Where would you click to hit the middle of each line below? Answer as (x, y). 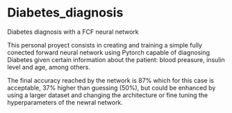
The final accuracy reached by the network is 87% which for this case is (110, 80)
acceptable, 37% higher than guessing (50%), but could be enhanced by (111, 88)
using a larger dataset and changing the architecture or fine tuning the (108, 95)
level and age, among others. (49, 67)
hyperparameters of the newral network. (65, 102)
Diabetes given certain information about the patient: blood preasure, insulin (116, 59)
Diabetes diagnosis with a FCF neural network (73, 32)
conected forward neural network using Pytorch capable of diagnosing (109, 52)
